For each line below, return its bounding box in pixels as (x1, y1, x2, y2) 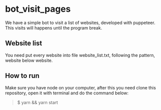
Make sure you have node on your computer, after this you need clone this (5, 84, 156, 90)
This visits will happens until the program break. (5, 25, 102, 30)
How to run (5, 72, 40, 80)
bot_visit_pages (5, 3, 71, 15)
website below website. (5, 57, 53, 63)
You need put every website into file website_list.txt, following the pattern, (5, 52, 155, 58)
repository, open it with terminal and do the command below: (5, 90, 129, 96)
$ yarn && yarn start (17, 99, 58, 105)
